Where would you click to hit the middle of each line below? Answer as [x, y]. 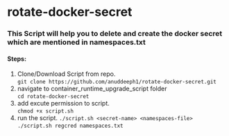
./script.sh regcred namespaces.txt [70, 126]
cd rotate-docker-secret [53, 97]
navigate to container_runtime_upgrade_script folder [92, 89]
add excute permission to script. [63, 104]
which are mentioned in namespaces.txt [76, 42]
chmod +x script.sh [45, 111]
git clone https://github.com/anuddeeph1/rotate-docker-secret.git [117, 82]
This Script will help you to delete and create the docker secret [115, 34]
